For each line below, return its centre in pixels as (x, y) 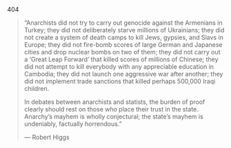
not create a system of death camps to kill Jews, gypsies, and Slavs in (124, 37)
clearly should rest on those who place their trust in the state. (111, 109)
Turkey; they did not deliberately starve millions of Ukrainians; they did (124, 30)
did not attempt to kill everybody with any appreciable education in (119, 66)
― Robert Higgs (47, 137)
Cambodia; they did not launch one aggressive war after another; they (123, 74)
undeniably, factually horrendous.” (73, 124)
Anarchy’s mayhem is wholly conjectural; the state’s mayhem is (113, 116)
